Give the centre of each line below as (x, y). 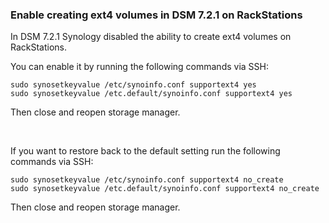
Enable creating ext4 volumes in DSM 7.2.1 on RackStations (156, 15)
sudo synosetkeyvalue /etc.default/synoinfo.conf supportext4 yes (151, 94)
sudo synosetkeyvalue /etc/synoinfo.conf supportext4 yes (133, 85)
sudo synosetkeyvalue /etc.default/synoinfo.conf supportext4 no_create (165, 189)
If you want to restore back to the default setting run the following (145, 151)
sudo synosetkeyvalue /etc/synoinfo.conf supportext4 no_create (147, 180)
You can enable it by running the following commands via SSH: (139, 67)
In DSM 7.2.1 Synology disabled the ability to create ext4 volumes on (151, 37)
